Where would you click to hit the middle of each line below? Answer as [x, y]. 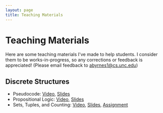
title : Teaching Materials [34, 15]
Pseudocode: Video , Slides [41, 94]
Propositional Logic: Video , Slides [48, 99]
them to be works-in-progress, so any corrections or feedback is [74, 60]
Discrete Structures [37, 81]
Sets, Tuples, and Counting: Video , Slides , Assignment [70, 105]
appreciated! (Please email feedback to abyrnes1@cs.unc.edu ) [72, 65]
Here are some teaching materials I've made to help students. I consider [81, 54]
